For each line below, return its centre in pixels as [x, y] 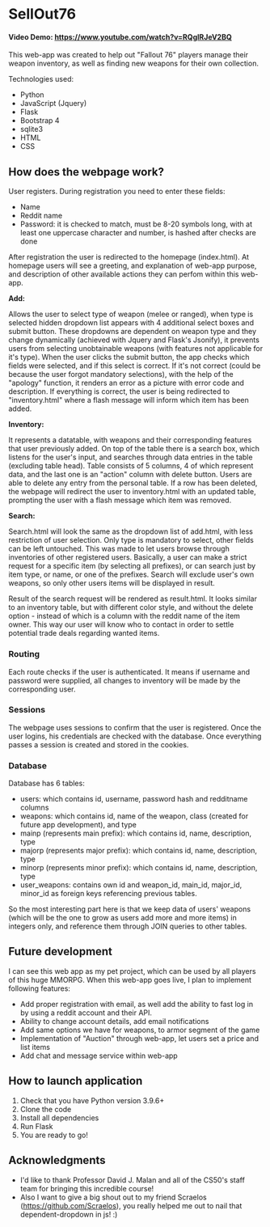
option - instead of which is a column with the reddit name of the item [124, 616]
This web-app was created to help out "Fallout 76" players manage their [129, 55]
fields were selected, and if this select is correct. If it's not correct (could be [135, 366]
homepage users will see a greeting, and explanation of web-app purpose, [133, 266]
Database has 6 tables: [46, 783]
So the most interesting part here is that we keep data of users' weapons [130, 909]
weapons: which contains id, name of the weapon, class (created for [134, 816]
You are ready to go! [54, 1135]
